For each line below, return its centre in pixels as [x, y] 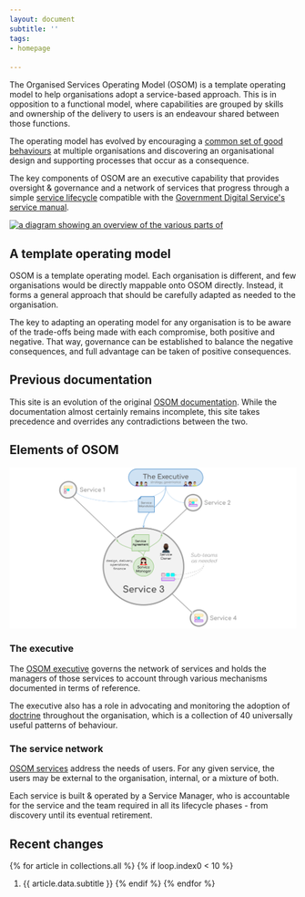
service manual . [40, 207]
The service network [56, 748]
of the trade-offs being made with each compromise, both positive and [142, 332]
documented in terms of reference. [75, 687]
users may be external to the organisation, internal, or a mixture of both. [144, 778]
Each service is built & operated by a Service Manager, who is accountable [150, 796]
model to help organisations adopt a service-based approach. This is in [143, 95]
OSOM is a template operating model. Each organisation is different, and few [153, 275]
